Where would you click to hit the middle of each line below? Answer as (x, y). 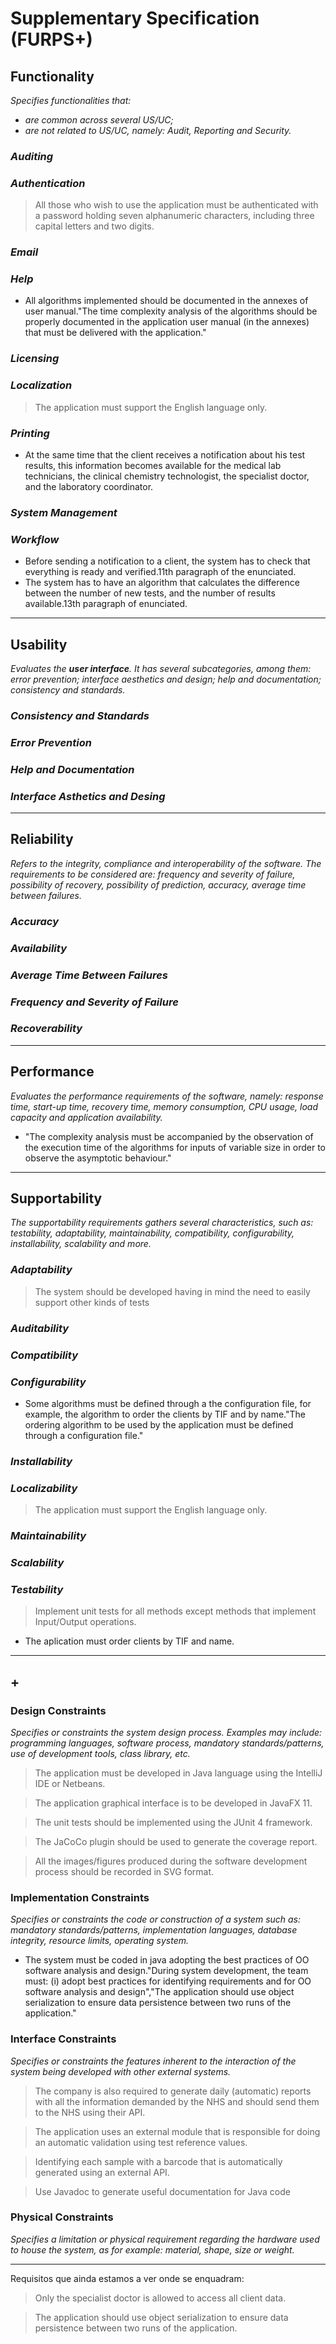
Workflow (35, 539)
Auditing (32, 156)
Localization (41, 385)
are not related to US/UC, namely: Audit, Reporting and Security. (158, 130)
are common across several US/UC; (99, 120)
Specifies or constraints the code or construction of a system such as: (156, 1919)
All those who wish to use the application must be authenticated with (176, 205)
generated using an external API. (102, 2172)
